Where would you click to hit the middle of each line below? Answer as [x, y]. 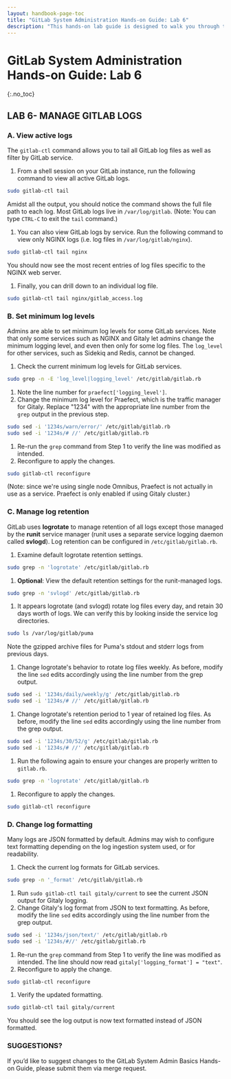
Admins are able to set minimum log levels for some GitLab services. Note [112, 331]
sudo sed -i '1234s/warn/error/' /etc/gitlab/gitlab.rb [89, 427]
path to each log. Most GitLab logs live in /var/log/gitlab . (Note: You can [112, 211]
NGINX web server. [34, 272]
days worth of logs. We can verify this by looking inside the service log [117, 614]
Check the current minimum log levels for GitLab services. [99, 366]
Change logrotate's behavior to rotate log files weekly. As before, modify [120, 667]
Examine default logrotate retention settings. [80, 554]
